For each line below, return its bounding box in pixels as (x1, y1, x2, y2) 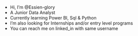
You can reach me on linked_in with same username (10, 25, 118, 31)
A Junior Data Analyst (10, 9, 55, 15)
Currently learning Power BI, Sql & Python (10, 15, 97, 20)
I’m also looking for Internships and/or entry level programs (10, 20, 133, 26)
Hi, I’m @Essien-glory (10, 4, 55, 10)
